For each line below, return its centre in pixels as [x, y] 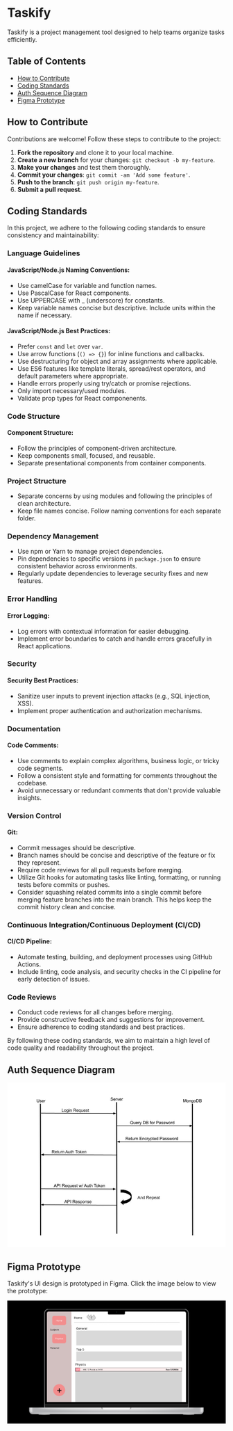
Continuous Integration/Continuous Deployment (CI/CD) [104, 925]
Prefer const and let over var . [60, 346]
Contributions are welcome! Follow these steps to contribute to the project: [114, 139]
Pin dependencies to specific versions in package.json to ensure [109, 559]
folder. [26, 518]
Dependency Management [53, 536]
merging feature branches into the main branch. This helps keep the [114, 900]
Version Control [34, 815]
